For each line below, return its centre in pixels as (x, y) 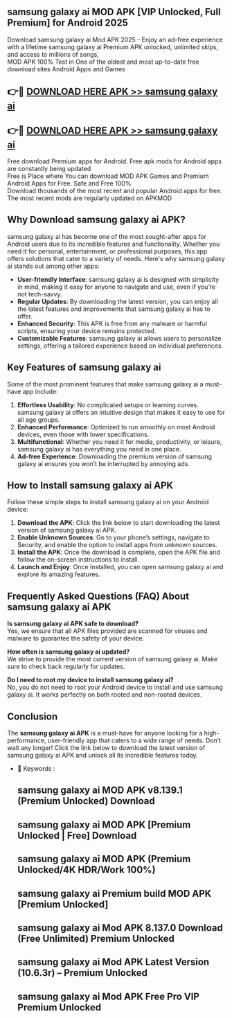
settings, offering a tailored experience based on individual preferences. (120, 346)
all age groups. (38, 420)
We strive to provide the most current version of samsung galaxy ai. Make (113, 659)
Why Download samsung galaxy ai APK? (96, 220)
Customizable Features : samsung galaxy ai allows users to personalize (119, 338)
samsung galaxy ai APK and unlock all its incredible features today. (103, 756)
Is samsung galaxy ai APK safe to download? (73, 624)
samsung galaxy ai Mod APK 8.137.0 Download (120, 928)
